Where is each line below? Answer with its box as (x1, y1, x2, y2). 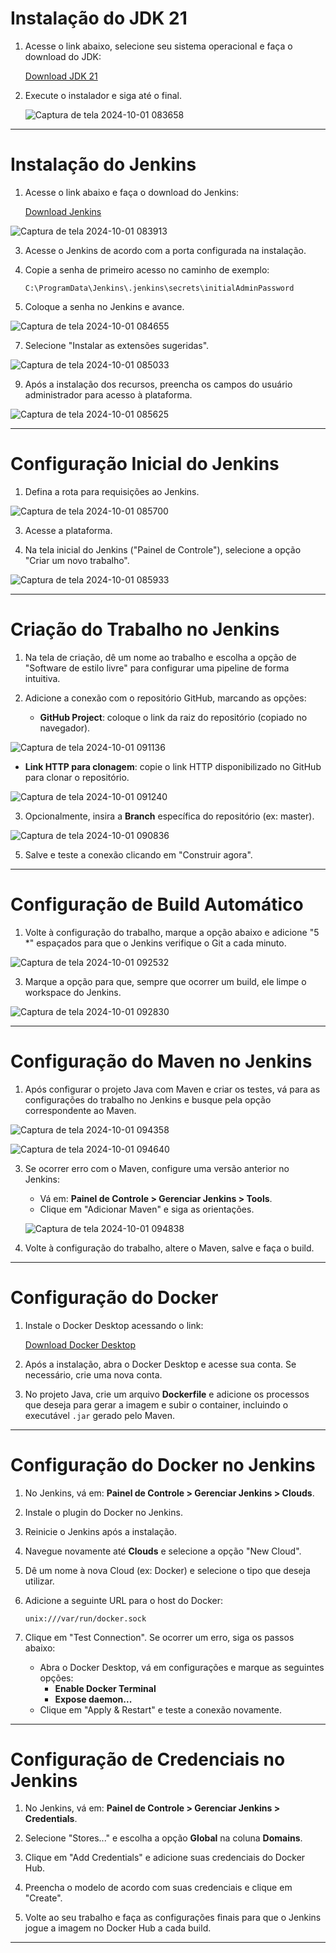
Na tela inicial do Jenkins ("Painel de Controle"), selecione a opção (24, 543, 302, 556)
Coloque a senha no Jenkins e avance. (24, 300, 185, 312)
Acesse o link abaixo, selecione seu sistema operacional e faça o (24, 40, 293, 52)
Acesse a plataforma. (24, 524, 113, 536)
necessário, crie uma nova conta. (24, 1368, 163, 1381)
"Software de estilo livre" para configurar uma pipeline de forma (24, 662, 290, 674)
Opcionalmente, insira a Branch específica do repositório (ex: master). (24, 810, 315, 822)
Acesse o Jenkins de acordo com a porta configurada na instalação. (24, 244, 307, 256)
